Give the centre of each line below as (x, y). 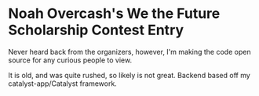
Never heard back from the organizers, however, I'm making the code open (129, 52)
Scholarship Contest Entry (96, 30)
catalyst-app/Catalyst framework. (63, 84)
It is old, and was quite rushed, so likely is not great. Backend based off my (129, 75)
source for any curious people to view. (70, 60)
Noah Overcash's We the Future (114, 14)
